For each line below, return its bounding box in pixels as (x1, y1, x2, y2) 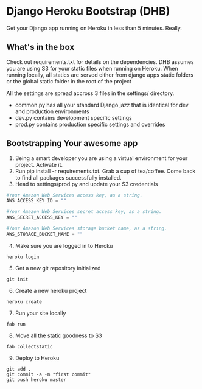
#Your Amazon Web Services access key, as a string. (6, 192, 143, 198)
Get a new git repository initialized (15, 264, 101, 272)
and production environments (15, 108, 89, 115)
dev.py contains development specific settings (15, 114, 132, 121)
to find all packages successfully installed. (15, 173, 122, 181)
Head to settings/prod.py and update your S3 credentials (15, 180, 158, 187)
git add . (6, 366, 32, 372)
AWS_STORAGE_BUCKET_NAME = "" (6, 231, 83, 237)
